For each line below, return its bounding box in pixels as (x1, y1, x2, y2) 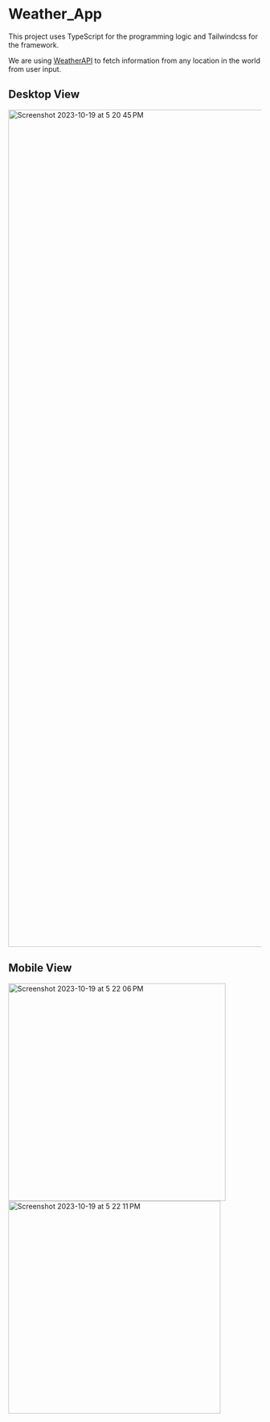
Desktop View (8, 88, 80, 102)
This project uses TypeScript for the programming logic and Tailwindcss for (8, 31, 259, 41)
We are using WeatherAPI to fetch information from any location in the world (8, 56, 261, 65)
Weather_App (8, 5, 103, 23)
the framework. (8, 39, 59, 49)
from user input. (8, 64, 62, 73)
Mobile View (8, 961, 72, 975)
